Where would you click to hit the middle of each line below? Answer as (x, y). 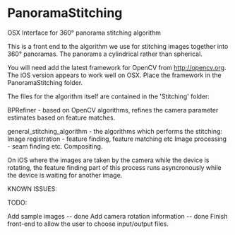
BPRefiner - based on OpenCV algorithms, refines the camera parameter (113, 110)
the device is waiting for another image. (65, 175)
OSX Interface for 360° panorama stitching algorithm (84, 33)
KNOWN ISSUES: (32, 188)
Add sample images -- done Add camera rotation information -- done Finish (117, 216)
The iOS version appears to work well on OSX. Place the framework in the (114, 75)
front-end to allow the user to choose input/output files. (88, 224)
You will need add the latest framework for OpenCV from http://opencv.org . (117, 67)
